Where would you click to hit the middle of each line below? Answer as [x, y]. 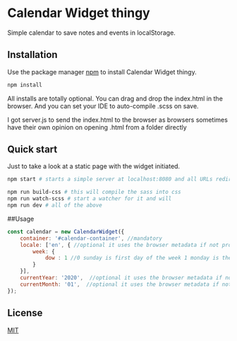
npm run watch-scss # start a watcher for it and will [90, 199]
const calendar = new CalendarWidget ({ [66, 231]
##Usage [21, 219]
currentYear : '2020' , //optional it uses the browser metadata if [121, 278]
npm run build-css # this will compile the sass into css [94, 192]
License [25, 313]
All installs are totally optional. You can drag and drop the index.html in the [115, 98]
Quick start [32, 150]
